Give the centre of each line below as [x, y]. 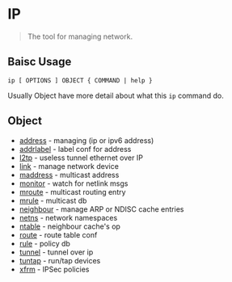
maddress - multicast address [69, 175]
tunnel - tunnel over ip [56, 252]
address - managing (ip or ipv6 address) [86, 140]
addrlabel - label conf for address [75, 149]
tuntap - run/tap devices [60, 260]
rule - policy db [44, 243]
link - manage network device [69, 166]
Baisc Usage [40, 62]
